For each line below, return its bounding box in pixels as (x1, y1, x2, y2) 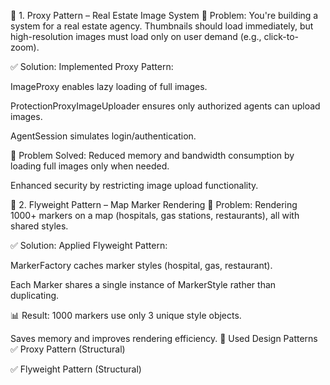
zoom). (10, 41, 40, 53)
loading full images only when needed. (10, 160, 170, 172)
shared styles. (10, 220, 69, 232)
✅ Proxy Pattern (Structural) (10, 343, 126, 355)
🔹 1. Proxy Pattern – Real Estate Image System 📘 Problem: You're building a (10, 10, 319, 21)
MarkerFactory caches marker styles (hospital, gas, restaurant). (10, 260, 273, 271)
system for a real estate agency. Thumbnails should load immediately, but (10, 20, 314, 32)
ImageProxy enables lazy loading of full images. (10, 81, 208, 92)
